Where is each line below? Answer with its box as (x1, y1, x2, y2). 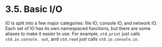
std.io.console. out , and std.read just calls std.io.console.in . (5, 36, 139, 42)
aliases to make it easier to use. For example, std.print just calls (5, 30, 140, 36)
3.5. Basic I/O (5, 3, 63, 15)
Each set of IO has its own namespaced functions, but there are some (5, 25, 151, 31)
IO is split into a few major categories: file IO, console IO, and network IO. (5, 20, 157, 26)
